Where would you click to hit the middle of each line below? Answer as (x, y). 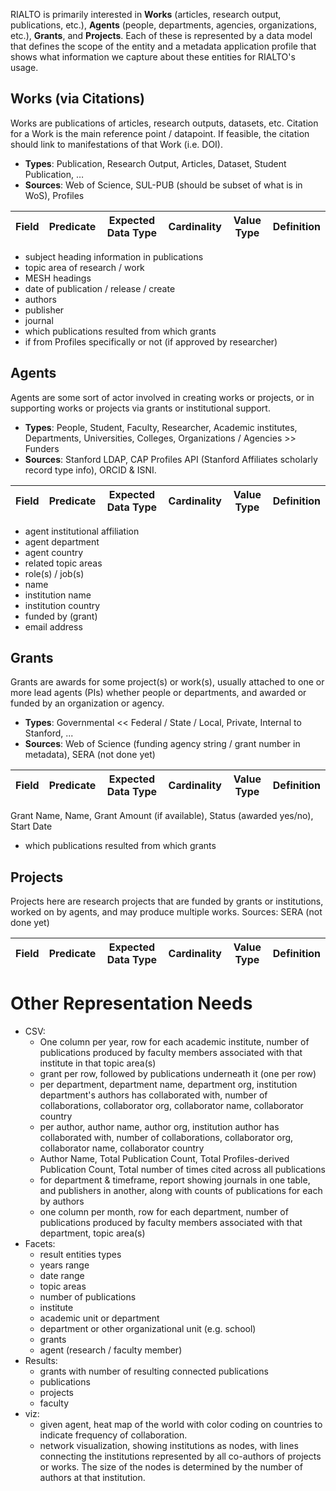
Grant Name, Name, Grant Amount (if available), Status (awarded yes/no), (162, 816)
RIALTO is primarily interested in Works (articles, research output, (146, 14)
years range (64, 1265)
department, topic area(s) (92, 1233)
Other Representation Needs (131, 1003)
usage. (24, 67)
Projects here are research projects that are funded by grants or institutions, (167, 901)
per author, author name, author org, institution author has (159, 1127)
